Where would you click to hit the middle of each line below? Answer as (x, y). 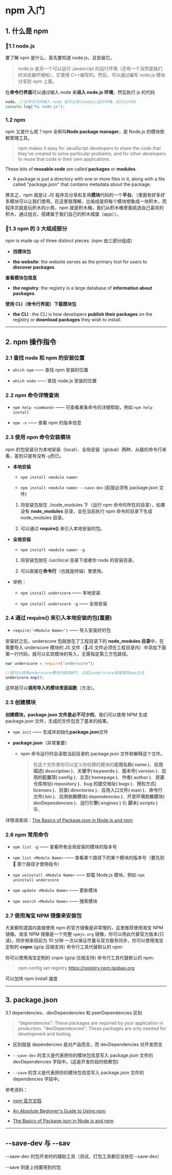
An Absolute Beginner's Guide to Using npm (59, 1111)
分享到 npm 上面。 (37, 81)
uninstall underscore (36, 880)
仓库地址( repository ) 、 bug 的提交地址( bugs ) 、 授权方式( (95, 784)
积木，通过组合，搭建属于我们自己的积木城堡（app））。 (63, 214)
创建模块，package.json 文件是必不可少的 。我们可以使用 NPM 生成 (76, 714)
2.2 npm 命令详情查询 (32, 395)
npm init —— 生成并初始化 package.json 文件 (60, 732)
